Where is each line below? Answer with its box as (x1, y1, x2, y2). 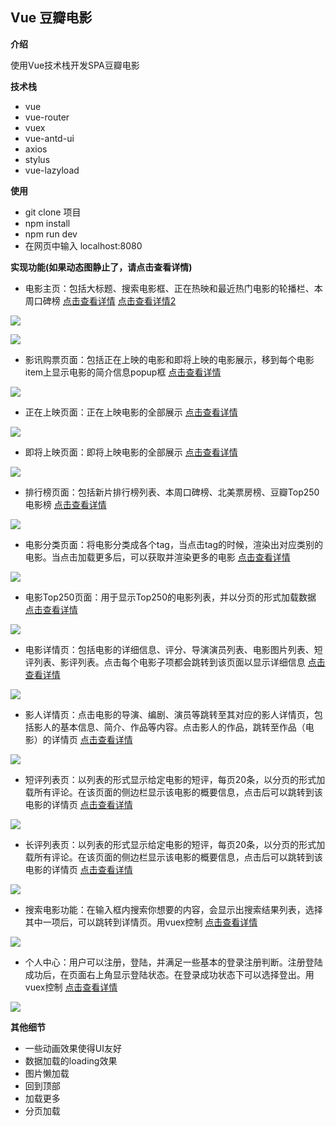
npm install (24, 217, 71, 229)
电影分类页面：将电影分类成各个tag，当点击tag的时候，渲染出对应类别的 (24, 538, 323, 550)
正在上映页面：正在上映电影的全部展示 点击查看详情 (24, 406, 238, 418)
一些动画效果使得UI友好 (24, 1042, 122, 1054)
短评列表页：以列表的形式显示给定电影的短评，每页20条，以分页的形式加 (24, 773, 326, 785)
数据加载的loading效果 (24, 1054, 118, 1067)
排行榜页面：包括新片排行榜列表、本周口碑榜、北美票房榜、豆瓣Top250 (24, 486, 320, 498)
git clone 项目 (24, 206, 82, 218)
